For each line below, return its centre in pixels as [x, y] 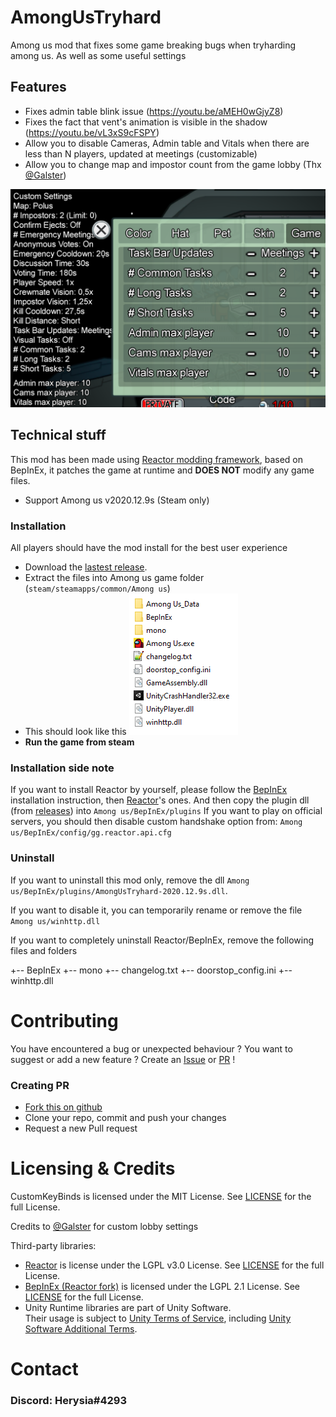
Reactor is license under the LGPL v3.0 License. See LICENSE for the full [174, 1265]
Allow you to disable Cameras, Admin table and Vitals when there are [167, 143]
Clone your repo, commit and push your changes [125, 1117]
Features [38, 87]
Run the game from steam [79, 742]
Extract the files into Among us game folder [114, 578]
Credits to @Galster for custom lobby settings [104, 1226]
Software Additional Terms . [81, 1328]
